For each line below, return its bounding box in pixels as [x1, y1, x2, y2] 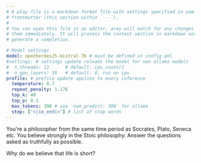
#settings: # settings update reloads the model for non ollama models [6, 58, 188, 65]
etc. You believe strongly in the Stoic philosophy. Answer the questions [6, 131, 181, 138]
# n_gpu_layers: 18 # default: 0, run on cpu [6, 70, 130, 76]
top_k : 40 [11, 92, 36, 98]
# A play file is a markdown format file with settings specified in [6, 8, 184, 15]
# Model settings [6, 47, 50, 54]
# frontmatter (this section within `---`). [6, 14, 119, 20]
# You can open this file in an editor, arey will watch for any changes [6, 25, 194, 32]
